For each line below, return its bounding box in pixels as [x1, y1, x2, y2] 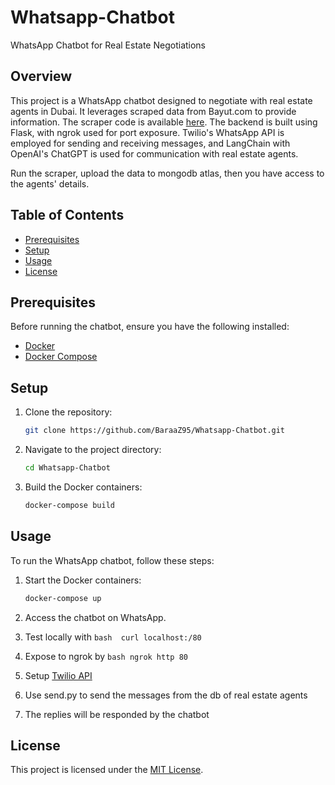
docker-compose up [24, 593, 102, 603]
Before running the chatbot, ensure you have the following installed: [10, 321, 290, 333]
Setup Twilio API [24, 669, 93, 681]
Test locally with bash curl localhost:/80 [24, 631, 202, 643]
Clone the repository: [24, 406, 113, 418]
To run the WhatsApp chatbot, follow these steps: [10, 554, 215, 566]
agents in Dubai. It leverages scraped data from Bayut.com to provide [10, 105, 297, 117]
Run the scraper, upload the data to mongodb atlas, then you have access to [10, 167, 325, 179]
